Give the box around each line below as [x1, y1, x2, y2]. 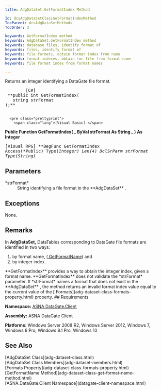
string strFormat [13, 98, 54, 103]
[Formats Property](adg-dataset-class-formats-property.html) [5, 365, 129, 371]
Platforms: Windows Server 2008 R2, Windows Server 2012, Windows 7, [5, 322, 150, 328]
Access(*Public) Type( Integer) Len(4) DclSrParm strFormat [5, 149, 149, 154]
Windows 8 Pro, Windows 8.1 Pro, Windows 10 [5, 327, 97, 333]
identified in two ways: [5, 244, 50, 250]
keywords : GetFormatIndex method [5, 34, 73, 39]
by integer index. [12, 258, 46, 265]
